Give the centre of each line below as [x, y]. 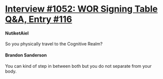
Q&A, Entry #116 [39, 19]
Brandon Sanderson [26, 55]
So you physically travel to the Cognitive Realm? [54, 44]
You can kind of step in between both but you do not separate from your [78, 66]
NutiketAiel [17, 33]
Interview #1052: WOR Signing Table [81, 9]
